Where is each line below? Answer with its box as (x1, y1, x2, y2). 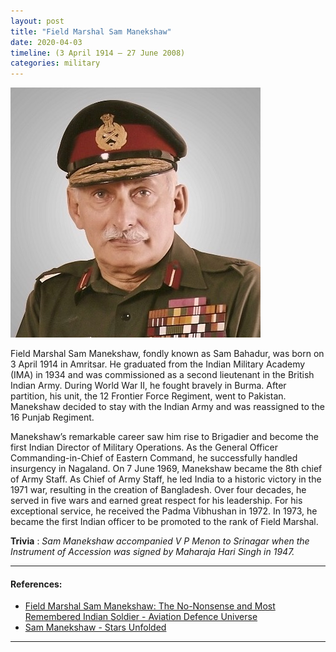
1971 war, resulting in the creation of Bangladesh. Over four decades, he (10, 484, 307, 496)
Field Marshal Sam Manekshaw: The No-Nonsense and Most (24, 600, 276, 612)
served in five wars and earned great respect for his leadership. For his (10, 495, 303, 507)
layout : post (10, 16, 65, 26)
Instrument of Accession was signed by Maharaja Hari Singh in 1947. (10, 546, 295, 558)
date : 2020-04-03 (10, 37, 83, 47)
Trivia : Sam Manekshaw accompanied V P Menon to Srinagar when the (10, 535, 310, 547)
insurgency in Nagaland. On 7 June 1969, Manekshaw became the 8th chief (10, 463, 323, 475)
